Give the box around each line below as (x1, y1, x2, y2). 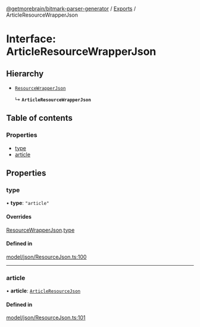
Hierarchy (6, 68, 44, 79)
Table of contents (6, 113, 73, 123)
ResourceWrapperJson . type (6, 226, 75, 233)
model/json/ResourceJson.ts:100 (6, 253, 87, 260)
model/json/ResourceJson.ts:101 (6, 314, 86, 321)
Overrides (6, 213, 32, 220)
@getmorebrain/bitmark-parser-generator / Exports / (6, 5, 136, 12)
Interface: (6, 32, 57, 46)
